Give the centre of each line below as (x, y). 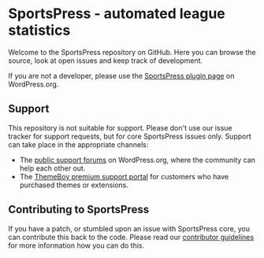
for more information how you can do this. (76, 245)
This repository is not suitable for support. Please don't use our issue (120, 127)
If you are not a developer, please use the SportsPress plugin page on (121, 76)
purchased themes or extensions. (74, 185)
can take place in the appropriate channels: (78, 144)
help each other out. (52, 168)
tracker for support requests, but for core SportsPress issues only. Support (130, 136)
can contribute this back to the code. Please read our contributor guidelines (131, 237)
